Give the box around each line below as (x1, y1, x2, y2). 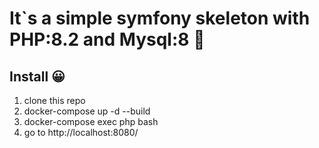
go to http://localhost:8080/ (23, 127, 139, 138)
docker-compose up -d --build (23, 105, 151, 117)
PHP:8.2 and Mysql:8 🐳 (9, 28, 206, 51)
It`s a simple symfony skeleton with (9, 7, 311, 30)
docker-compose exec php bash (23, 116, 159, 127)
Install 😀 (9, 68, 66, 85)
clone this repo (23, 95, 86, 106)
